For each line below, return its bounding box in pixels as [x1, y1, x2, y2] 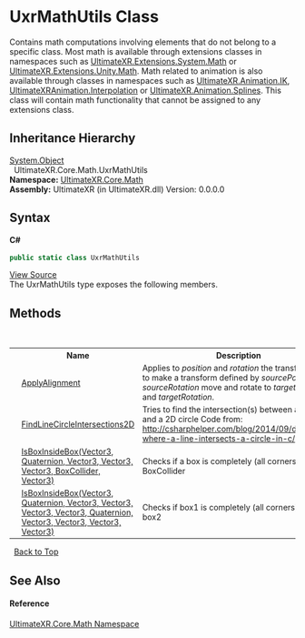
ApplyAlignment [21, 377, 81, 388]
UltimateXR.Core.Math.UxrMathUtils [13, 164, 148, 175]
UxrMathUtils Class [9, 6, 159, 27]
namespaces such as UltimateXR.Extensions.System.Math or [9, 56, 238, 66]
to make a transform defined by [142, 372, 261, 383]
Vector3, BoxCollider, [21, 465, 102, 476]
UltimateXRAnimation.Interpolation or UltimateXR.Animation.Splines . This [9, 85, 281, 96]
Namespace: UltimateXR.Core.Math [9, 174, 143, 185]
